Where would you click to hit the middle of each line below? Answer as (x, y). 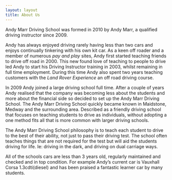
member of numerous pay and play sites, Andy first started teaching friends (86, 56)
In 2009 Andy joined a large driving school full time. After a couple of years (85, 87)
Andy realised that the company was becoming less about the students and (85, 93)
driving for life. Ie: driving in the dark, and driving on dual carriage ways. (82, 146)
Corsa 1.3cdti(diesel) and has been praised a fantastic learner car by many (84, 167)
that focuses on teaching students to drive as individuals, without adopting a (86, 115)
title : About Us (23, 15)
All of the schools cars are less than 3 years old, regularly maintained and (83, 156)
